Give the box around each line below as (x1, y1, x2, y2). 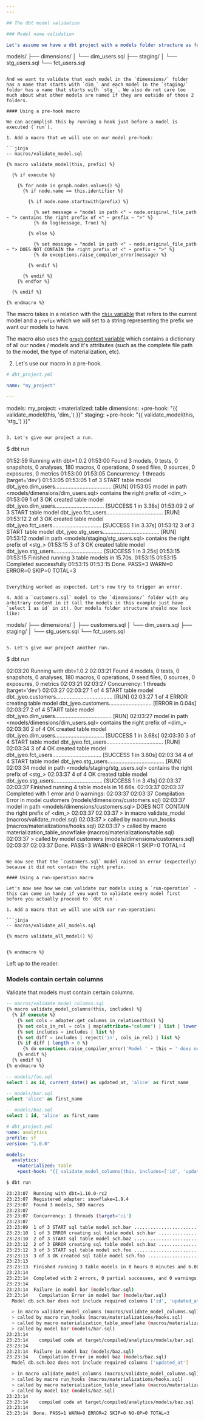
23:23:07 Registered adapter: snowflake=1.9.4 (6, 1196, 129, 1202)
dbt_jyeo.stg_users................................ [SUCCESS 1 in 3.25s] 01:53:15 (6, 548, 180, 555)
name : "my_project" (6, 382, 56, 389)
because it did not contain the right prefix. (6, 864, 126, 870)
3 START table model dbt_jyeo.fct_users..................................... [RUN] (6, 509, 180, 516)
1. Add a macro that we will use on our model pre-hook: (6, 135, 154, 141)
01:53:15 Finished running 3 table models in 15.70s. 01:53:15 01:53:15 (6, 554, 177, 561)
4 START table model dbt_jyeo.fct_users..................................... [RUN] (6, 738, 180, 745)
